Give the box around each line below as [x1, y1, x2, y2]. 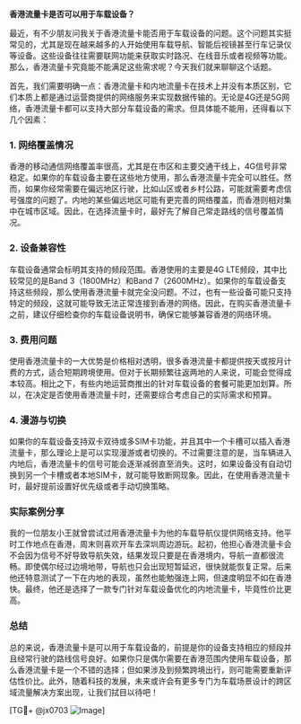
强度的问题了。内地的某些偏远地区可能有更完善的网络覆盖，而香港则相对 [16, 195, 284, 206]
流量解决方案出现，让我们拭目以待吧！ [16, 686, 159, 697]
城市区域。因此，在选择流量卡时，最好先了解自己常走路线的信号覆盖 [24, 206, 276, 216]
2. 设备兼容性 [9, 242, 66, 254]
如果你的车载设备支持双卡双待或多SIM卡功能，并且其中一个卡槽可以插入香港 [9, 436, 291, 447]
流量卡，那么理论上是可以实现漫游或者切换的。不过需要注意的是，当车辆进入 [9, 447, 292, 458]
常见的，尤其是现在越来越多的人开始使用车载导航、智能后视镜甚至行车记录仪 [9, 40, 292, 49]
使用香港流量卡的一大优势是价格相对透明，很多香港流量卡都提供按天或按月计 [9, 355, 292, 366]
